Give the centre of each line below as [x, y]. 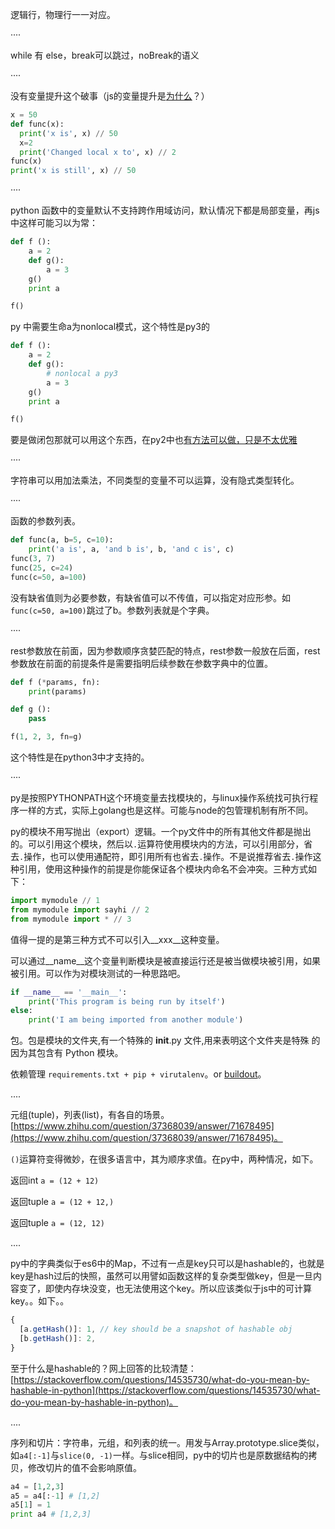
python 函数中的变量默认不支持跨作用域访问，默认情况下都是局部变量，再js [165, 210]
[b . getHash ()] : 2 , [58, 1338]
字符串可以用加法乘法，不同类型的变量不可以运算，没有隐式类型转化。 [155, 480]
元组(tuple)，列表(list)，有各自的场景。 [90, 1115]
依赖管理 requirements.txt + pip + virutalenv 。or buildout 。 [138, 1074]
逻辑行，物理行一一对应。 [63, 14]
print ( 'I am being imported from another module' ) [136, 1020]
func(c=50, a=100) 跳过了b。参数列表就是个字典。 [112, 610]
